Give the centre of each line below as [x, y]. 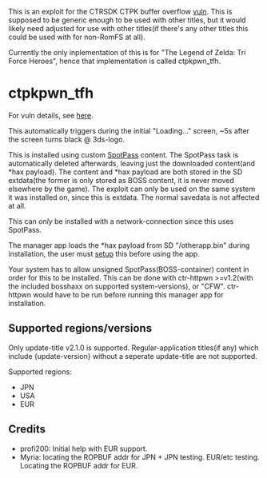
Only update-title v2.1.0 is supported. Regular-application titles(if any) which [133, 348]
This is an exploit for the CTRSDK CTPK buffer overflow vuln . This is [120, 12]
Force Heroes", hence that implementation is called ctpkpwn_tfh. [115, 61]
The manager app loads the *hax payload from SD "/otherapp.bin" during [129, 245]
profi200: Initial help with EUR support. [84, 448]
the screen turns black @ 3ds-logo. [67, 139]
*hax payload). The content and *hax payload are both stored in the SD [126, 172]
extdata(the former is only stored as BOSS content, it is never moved [121, 180]
